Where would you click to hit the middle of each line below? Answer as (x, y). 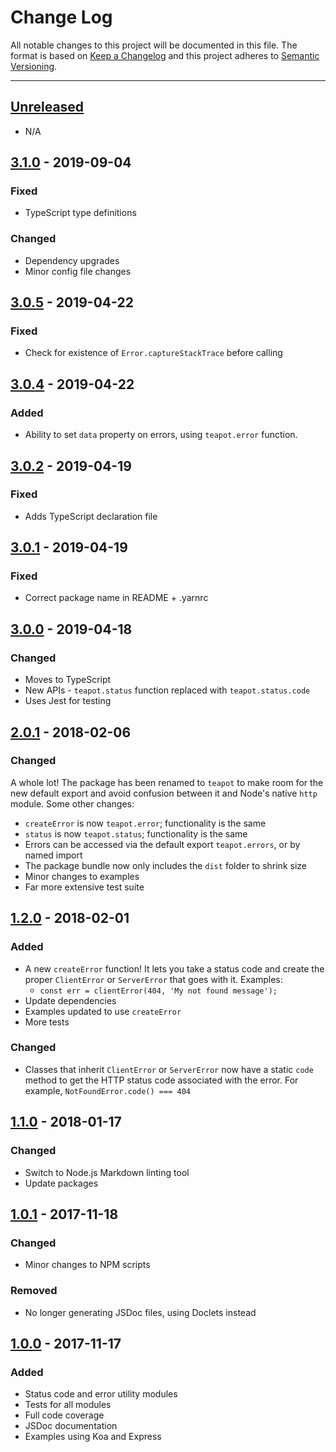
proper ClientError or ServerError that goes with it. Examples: (153, 979)
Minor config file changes (78, 271)
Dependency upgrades (72, 260)
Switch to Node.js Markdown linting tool (107, 1172)
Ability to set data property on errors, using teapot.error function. (161, 435)
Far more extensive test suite (84, 887)
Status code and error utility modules (101, 1394)
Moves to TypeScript (68, 680)
